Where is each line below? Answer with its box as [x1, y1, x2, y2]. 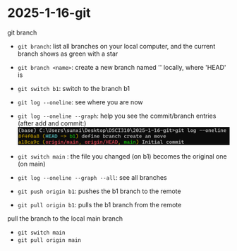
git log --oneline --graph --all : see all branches [17, 173, 167, 182]
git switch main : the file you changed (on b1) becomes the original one [17, 152, 227, 161]
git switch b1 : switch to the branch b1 [17, 84, 130, 92]
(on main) [17, 160, 46, 169]
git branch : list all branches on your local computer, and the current [17, 42, 216, 50]
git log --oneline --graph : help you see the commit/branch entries [17, 111, 217, 120]
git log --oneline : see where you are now [17, 97, 143, 106]
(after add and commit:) [17, 118, 87, 128]
